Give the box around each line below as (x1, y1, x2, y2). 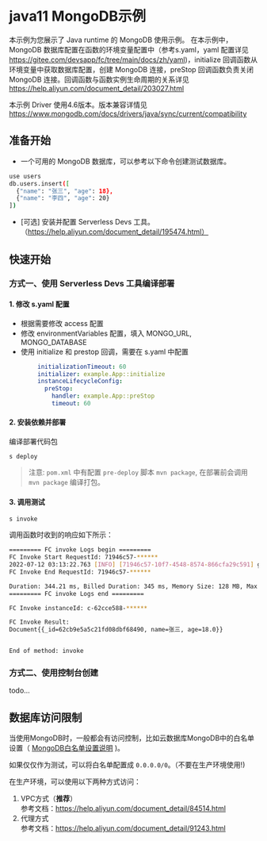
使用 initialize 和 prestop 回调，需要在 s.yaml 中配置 (20, 347, 189, 356)
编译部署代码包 (9, 437, 58, 447)
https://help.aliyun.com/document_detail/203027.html (9, 83, 185, 93)
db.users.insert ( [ (9, 179, 70, 187)
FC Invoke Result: (9, 618, 70, 627)
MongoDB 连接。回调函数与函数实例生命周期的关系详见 (9, 75, 189, 84)
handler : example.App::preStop (51, 392, 155, 401)
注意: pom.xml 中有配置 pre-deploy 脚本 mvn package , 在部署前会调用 (28, 467, 248, 477)
